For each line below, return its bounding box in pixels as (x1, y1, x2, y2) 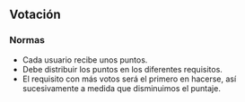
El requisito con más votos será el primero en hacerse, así (22, 73, 237, 84)
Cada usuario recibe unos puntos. (22, 54, 148, 65)
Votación (9, 7, 61, 22)
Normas (9, 34, 45, 47)
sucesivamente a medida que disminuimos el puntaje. (22, 82, 222, 93)
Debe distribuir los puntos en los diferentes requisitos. (22, 64, 223, 74)
